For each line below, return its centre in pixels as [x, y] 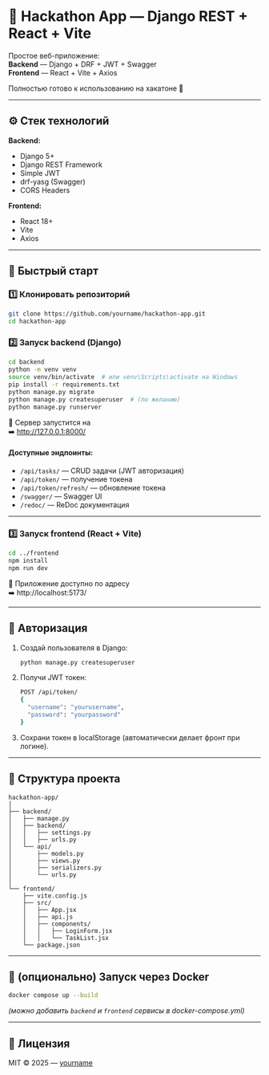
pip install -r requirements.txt [64, 385]
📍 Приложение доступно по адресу [69, 583]
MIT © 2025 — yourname [51, 1063]
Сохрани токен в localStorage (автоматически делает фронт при [130, 737]
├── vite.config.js [55, 896]
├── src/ [37, 902]
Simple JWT [40, 173]
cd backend [26, 362]
